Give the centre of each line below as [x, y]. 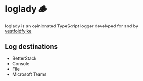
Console [21, 63]
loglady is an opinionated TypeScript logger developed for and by [71, 26]
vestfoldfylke [18, 31]
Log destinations [32, 47]
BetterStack [24, 58]
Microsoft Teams [29, 74]
